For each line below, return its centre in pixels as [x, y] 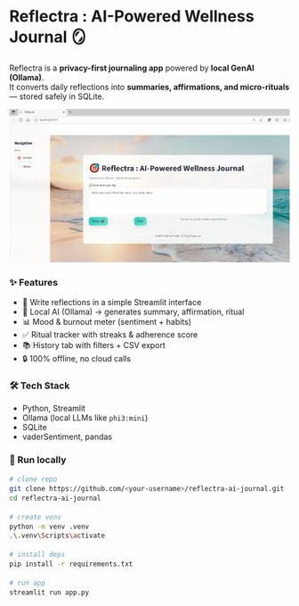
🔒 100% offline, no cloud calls [77, 358]
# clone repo [33, 479]
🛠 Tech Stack [40, 386]
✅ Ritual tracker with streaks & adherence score [110, 334]
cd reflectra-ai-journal [55, 498]
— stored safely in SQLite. [57, 96]
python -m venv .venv [49, 527]
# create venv [36, 517]
